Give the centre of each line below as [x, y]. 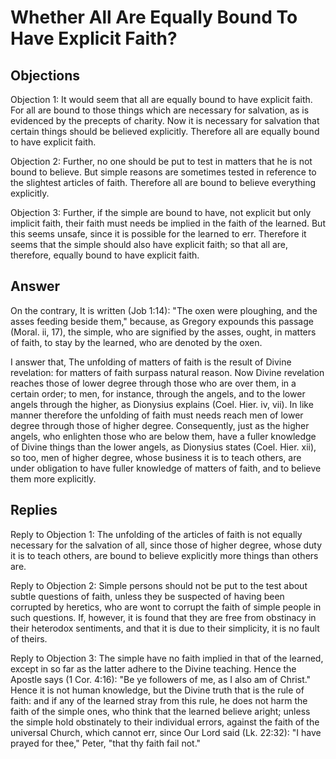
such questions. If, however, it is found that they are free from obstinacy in [163, 617]
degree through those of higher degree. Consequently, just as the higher [160, 425]
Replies [34, 510]
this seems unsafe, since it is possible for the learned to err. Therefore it [158, 234]
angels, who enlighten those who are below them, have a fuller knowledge [163, 436]
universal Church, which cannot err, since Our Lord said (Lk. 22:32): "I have [166, 732]
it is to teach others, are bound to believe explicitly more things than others [164, 555]
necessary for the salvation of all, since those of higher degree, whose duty [166, 545]
